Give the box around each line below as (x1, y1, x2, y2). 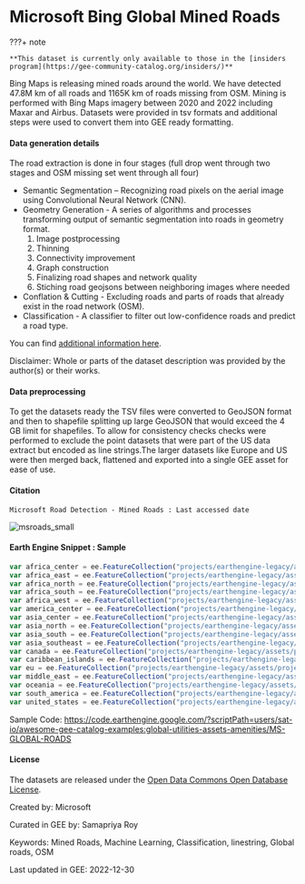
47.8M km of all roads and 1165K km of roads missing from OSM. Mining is (9, 87, 287, 98)
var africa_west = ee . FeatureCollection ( (9, 596, 169, 606)
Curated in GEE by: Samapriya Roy (9, 819, 139, 829)
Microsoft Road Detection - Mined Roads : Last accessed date (9, 505, 250, 515)
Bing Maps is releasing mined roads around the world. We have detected (9, 77, 281, 88)
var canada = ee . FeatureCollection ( (9, 647, 148, 656)
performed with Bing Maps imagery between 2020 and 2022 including (9, 97, 273, 108)
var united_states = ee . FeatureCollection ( (9, 698, 177, 707)
